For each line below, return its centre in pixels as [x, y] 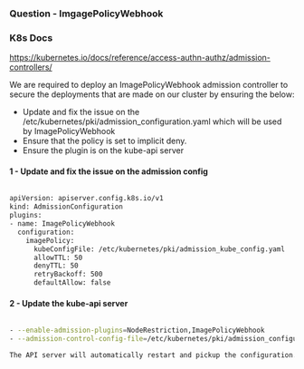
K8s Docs [31, 37]
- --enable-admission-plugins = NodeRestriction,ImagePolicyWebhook [137, 330]
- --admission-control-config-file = [78, 339]
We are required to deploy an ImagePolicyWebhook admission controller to [149, 85]
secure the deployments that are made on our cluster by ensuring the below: [152, 94]
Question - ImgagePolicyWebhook [86, 14]
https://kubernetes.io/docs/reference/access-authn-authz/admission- [140, 58]
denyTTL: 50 [56, 266]
